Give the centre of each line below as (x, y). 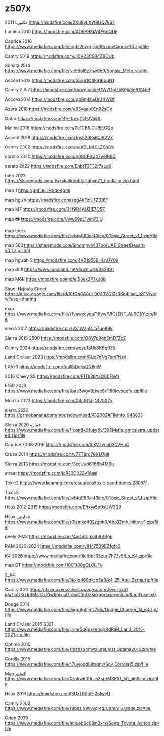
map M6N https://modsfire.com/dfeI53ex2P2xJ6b (56, 279)
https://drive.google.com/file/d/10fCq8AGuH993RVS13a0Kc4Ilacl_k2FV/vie (81, 294)
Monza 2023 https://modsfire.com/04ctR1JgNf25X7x (59, 400)
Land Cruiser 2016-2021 (29, 624)
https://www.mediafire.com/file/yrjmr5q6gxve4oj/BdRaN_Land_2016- (75, 629)
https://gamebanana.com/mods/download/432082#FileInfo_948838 (74, 415)
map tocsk (16, 230)
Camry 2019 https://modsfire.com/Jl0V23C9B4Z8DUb (60, 56)
